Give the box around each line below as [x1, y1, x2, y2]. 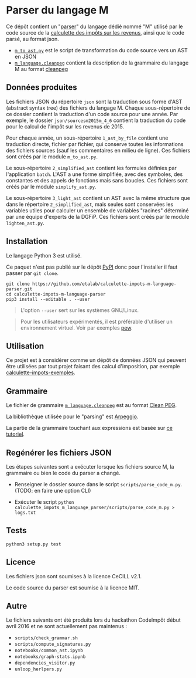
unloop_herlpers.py [14, 666, 63, 672]
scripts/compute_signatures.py [14, 642, 91, 648]
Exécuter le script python [14, 499, 74, 505]
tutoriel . [6, 430, 25, 438]
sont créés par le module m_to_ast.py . [6, 153, 98, 160]
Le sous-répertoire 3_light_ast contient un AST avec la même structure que [6, 194, 190, 201]
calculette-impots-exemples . [6, 369, 75, 376]
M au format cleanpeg [14, 65, 68, 72]
